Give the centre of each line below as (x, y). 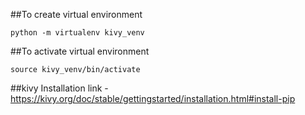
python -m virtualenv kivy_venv (77, 33)
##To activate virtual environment (80, 51)
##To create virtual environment (76, 14)
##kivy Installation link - (59, 88)
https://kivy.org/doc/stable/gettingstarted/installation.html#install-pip (153, 98)
